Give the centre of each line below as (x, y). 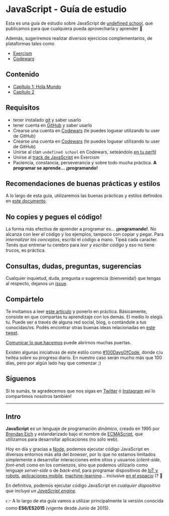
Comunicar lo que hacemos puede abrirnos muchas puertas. (68, 342)
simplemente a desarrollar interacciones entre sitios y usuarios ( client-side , (83, 460)
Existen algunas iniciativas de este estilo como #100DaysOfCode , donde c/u (84, 352)
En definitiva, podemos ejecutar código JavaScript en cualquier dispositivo (83, 485)
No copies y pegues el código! (54, 217)
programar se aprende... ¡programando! (55, 168)
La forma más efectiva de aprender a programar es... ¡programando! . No (81, 229)
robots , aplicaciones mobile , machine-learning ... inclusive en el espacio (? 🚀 (84, 476)
